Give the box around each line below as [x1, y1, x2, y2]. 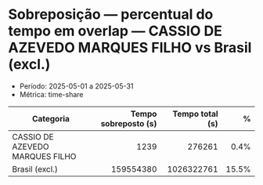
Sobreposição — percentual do [8, 5, 214, 24]
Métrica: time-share [19, 89, 84, 99]
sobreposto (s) [100, 118, 157, 129]
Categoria [31, 113, 70, 124]
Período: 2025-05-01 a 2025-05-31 [19, 81, 134, 91]
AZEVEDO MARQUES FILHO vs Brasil [8, 39, 252, 56]
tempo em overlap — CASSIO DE [8, 22, 223, 40]
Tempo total [172, 108, 218, 119]
